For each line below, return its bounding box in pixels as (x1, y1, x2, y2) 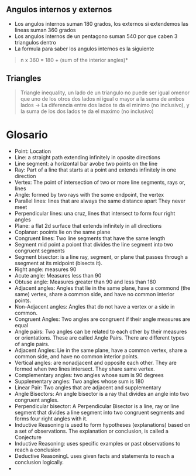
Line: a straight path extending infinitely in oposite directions (14, 153, 161, 160)
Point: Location (14, 148, 51, 155)
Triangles (6, 73, 42, 84)
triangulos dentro (14, 39, 57, 46)
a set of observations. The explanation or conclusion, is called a (14, 427, 169, 434)
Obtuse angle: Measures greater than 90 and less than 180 (14, 278, 156, 285)
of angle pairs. (14, 340, 50, 347)
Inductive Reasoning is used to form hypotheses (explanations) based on (14, 421, 191, 428)
